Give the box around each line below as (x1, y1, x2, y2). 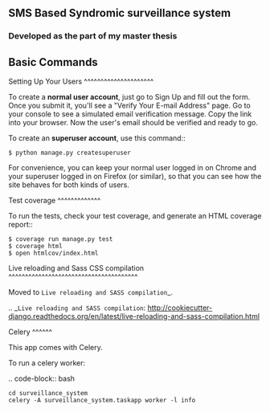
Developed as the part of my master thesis (8, 31, 178, 42)
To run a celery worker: (8, 358, 86, 368)
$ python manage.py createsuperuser (8, 149, 131, 157)
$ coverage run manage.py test (8, 235, 113, 243)
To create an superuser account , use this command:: (8, 133, 186, 143)
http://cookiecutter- (147, 303, 213, 312)
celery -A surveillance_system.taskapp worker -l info (8, 397, 196, 405)
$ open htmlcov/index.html (8, 249, 99, 258)
